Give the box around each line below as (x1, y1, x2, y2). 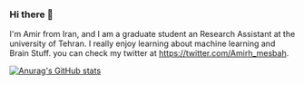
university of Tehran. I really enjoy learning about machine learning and (9, 38, 276, 49)
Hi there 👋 (9, 8, 54, 21)
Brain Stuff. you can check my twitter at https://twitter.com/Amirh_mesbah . (9, 48, 289, 59)
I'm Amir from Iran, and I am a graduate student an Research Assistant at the (9, 29, 296, 40)
